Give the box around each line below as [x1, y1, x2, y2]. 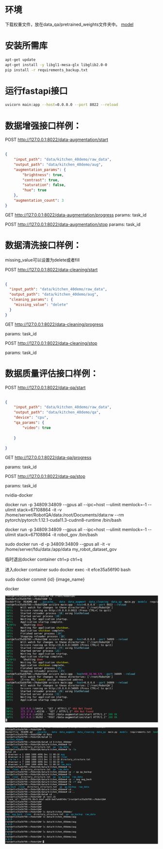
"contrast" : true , [22, 177, 60, 182]
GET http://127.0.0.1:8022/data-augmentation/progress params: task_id [5, 212, 147, 218]
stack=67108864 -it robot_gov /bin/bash [16, 532, 98, 538]
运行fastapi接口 [5, 86, 68, 96]
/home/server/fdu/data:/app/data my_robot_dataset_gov [5, 547, 117, 552]
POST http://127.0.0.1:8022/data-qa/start [5, 385, 86, 390]
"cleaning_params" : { [9, 297, 53, 302]
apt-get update [5, 57, 36, 62]
